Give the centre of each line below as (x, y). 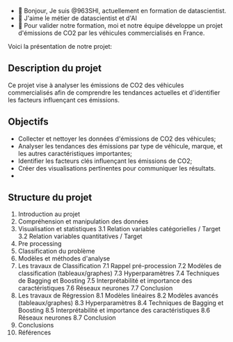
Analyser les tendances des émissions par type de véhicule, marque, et (120, 146)
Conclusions (36, 325)
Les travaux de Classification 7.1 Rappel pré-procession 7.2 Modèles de (120, 266)
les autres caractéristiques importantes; (75, 153)
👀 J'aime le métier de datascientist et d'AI (78, 18)
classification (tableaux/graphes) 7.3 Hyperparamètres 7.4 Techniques (119, 273)
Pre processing (40, 244)
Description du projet (55, 69)
